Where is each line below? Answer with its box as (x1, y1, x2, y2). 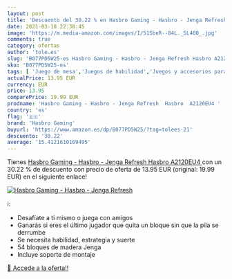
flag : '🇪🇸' (7, 113, 41, 120)
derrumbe (17, 228, 46, 237)
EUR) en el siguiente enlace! (7, 172, 88, 181)
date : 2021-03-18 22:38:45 (7, 23, 85, 30)
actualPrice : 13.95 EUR (7, 74, 76, 82)
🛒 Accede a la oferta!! (7, 264, 69, 272)
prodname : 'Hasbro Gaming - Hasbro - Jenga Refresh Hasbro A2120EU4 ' (7, 100, 221, 107)
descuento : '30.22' (7, 132, 64, 139)
